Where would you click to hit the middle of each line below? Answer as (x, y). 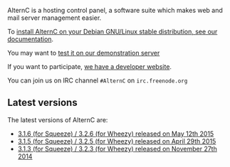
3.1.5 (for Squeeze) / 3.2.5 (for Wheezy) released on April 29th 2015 (117, 141)
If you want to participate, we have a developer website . (90, 66)
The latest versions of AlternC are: (58, 119)
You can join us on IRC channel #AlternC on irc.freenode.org (98, 80)
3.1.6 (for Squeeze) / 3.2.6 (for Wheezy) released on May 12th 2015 (116, 134)
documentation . (31, 39)
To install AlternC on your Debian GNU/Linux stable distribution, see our (113, 32)
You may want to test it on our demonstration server (84, 53)
